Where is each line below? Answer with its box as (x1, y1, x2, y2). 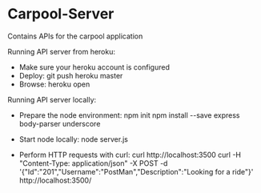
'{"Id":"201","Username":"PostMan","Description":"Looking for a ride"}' (18, 167, 254, 176)
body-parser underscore (18, 119, 101, 128)
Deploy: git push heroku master (18, 70, 123, 80)
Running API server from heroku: (7, 46, 116, 56)
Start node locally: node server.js (18, 134, 129, 144)
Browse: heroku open (18, 79, 90, 89)
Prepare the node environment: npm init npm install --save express (18, 110, 240, 120)
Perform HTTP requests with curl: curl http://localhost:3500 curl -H (18, 150, 242, 159)
